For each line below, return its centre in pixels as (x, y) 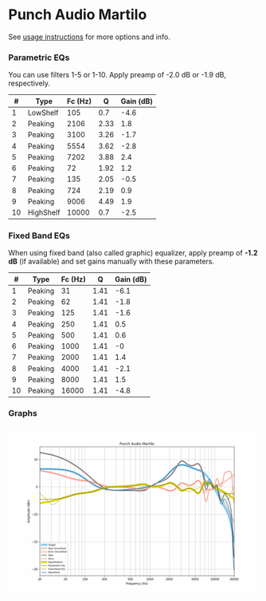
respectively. (29, 83)
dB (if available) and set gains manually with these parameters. (111, 262)
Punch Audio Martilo (78, 15)
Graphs (23, 413)
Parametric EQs (39, 57)
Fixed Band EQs (39, 235)
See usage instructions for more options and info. (90, 37)
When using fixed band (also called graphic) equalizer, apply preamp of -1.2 (133, 253)
